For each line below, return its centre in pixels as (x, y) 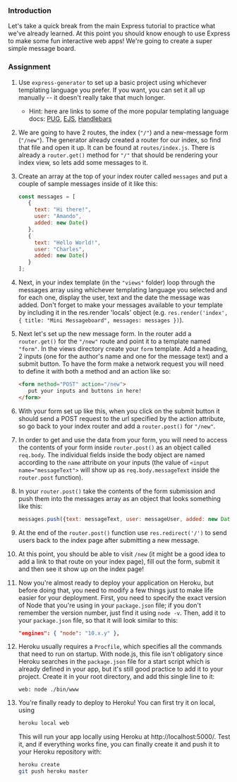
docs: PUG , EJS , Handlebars (70, 118)
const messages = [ (47, 197)
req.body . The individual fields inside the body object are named (111, 454)
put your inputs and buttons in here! (85, 391)
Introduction (30, 11)
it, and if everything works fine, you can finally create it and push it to (119, 744)
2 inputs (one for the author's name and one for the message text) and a (123, 357)
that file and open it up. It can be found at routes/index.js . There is (116, 147)
